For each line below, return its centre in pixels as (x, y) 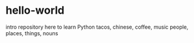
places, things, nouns (32, 33)
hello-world (35, 10)
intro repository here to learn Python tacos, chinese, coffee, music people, (97, 27)
